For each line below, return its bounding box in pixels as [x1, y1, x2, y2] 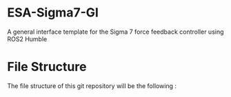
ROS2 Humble [7, 34, 48, 43]
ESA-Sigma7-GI [7, 5, 99, 21]
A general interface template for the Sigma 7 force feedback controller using [7, 28, 224, 36]
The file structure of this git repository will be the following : [7, 81, 177, 90]
